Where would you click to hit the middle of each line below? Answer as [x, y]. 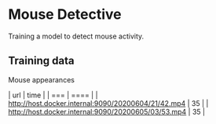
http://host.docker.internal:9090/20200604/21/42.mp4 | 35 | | [108, 103]
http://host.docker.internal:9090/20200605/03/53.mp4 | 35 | [107, 111]
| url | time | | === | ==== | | [53, 95]
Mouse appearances [41, 79]
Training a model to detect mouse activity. [76, 36]
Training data [41, 61]
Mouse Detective [65, 15]
